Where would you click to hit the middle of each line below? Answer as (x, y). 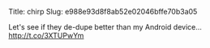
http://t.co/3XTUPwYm (46, 36)
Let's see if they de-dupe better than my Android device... (105, 27)
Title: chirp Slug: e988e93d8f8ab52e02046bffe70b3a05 (103, 12)
